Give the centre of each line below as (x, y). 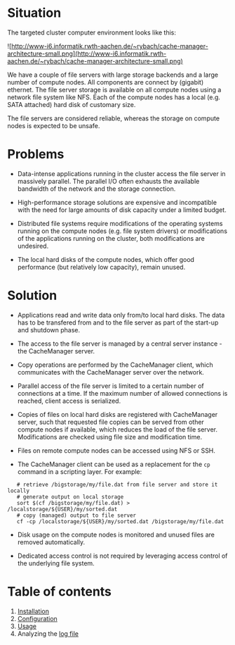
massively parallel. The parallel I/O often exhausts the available (108, 181)
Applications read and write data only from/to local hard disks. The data (121, 315)
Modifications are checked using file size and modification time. (109, 437)
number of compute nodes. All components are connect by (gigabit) (106, 82)
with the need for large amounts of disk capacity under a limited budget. (122, 210)
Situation (34, 13)
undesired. (33, 246)
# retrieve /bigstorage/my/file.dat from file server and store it (117, 484)
